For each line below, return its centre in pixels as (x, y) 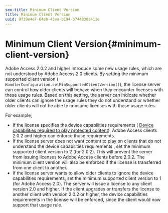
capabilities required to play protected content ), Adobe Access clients (85, 130)
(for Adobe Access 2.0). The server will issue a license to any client (82, 184)
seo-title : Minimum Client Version (42, 10)
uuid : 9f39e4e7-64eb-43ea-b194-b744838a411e (52, 19)
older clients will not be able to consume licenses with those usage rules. (81, 106)
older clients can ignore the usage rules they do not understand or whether (83, 100)
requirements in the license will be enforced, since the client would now (87, 200)
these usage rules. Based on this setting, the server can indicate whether (81, 95)
